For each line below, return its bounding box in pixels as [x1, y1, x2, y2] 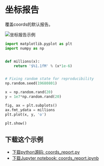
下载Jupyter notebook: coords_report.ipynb [12, 155, 99, 161]
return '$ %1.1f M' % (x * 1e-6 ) [14, 64, 73, 68]
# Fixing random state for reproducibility [5, 76, 94, 82]
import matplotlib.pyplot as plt [5, 41, 73, 46]
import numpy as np [5, 46, 45, 51]
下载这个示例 [5, 135, 44, 144]
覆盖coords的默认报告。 [5, 21, 53, 27]
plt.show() [5, 121, 27, 126]
